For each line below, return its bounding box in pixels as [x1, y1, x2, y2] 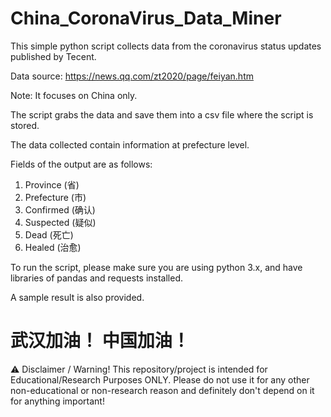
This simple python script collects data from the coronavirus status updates [10, 40, 322, 52]
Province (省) [24, 178, 80, 191]
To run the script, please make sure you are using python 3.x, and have [10, 261, 303, 273]
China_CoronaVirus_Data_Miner [10, 7, 282, 30]
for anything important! [10, 395, 105, 407]
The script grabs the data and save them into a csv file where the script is [10, 108, 314, 121]
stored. [10, 119, 40, 131]
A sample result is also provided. [10, 291, 145, 303]
